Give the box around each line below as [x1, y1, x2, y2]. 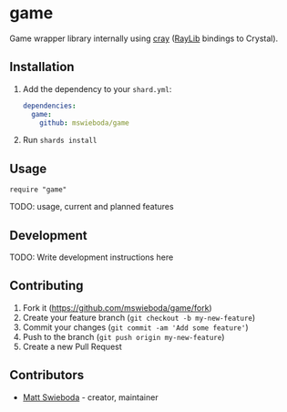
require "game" [9, 185, 67, 194]
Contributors [9, 367, 85, 383]
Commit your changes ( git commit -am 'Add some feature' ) [22, 322, 249, 333]
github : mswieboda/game [39, 118, 129, 128]
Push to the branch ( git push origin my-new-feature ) [22, 331, 225, 342]
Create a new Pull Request [22, 341, 123, 352]
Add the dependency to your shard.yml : [22, 83, 172, 94]
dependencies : [22, 101, 77, 110]
